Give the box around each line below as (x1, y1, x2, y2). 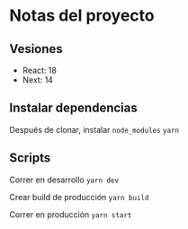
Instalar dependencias (9, 101, 138, 116)
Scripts (9, 150, 51, 166)
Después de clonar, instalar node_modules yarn (9, 124, 180, 135)
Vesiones (9, 41, 63, 57)
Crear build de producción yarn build (9, 191, 149, 202)
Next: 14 (22, 75, 54, 85)
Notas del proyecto (9, 5, 155, 26)
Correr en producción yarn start (9, 208, 132, 220)
